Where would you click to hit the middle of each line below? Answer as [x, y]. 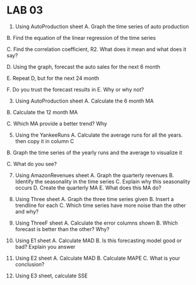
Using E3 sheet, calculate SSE [51, 276]
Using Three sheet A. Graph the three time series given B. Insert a [94, 199]
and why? [27, 211]
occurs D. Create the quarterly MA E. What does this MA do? [88, 188]
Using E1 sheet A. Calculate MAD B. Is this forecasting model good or [98, 240]
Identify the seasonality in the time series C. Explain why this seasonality [103, 181]
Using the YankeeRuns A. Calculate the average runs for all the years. [99, 135]
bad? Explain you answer [45, 246]
